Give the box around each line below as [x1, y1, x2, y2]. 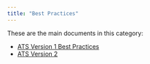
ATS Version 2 [17, 50, 58, 58]
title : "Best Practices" [7, 10, 79, 17]
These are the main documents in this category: [7, 29, 144, 37]
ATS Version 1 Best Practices [17, 42, 100, 50]
